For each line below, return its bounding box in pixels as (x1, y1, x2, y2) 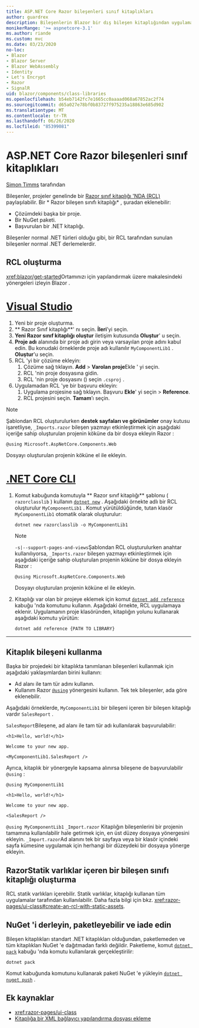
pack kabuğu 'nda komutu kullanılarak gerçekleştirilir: (6, 948, 134, 955)
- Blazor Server (6, 58, 46, 64)
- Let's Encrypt (6, 74, 46, 80)
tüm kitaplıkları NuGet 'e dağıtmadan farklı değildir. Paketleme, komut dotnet (6, 942, 191, 949)
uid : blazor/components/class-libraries (6, 91, 107, 97)
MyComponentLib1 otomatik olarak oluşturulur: (14, 510, 122, 517)
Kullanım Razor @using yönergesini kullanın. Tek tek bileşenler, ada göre (14, 687, 188, 694)
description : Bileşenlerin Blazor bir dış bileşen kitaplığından (6, 19, 169, 25)
